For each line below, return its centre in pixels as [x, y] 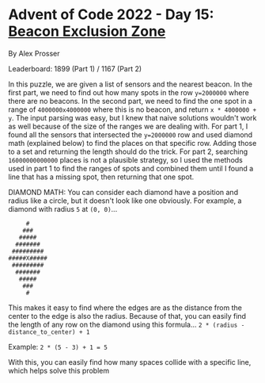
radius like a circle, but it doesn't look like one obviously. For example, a [125, 201]
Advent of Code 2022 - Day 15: [111, 15]
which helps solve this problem [59, 370]
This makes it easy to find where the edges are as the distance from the [125, 308]
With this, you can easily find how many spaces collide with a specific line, [130, 362]
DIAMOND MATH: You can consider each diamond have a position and [123, 192]
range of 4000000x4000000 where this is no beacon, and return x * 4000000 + [132, 109]
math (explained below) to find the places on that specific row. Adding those [132, 143]
